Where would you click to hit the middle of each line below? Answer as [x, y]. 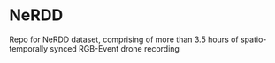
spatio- [253, 39]
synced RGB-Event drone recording [115, 48]
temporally [29, 48]
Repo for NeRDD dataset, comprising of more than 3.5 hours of [124, 39]
